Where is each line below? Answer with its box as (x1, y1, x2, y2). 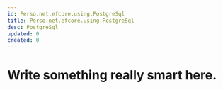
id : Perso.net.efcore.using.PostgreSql (7, 10, 125, 18)
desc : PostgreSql (7, 23, 59, 30)
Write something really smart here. (7, 67, 217, 84)
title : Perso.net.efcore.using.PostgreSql (7, 17, 135, 24)
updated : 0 (7, 30, 40, 38)
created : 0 (7, 37, 40, 44)
